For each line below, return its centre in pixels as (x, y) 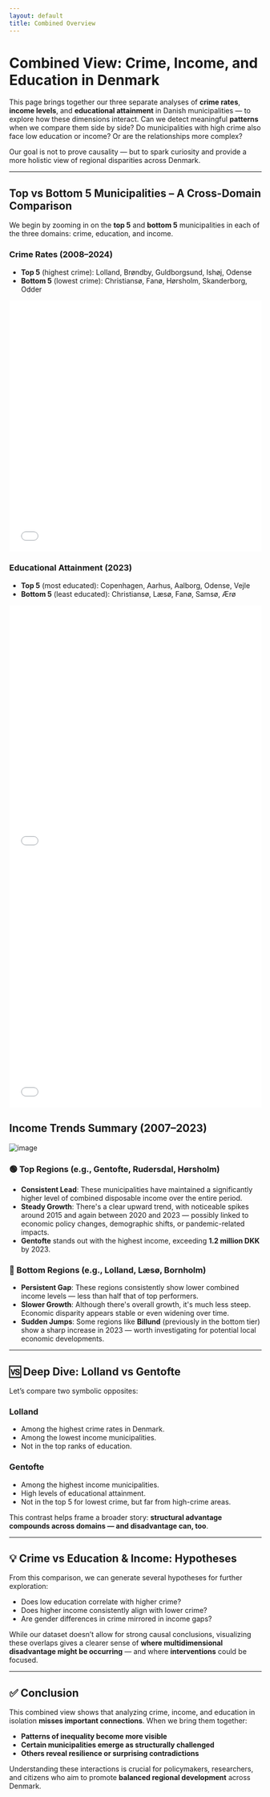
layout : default (36, 16)
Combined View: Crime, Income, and (134, 63)
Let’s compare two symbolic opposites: (74, 1391)
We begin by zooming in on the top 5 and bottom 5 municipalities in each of (134, 225)
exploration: (29, 1587)
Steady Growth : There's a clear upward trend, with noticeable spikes (135, 1207)
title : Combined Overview (52, 23)
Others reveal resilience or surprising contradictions (110, 1754)
